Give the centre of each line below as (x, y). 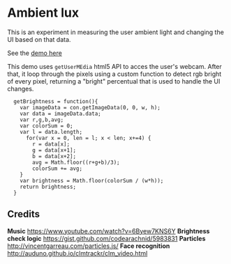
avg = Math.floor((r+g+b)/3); (76, 162)
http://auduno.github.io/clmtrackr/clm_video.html (77, 253)
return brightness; (48, 187)
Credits (24, 214)
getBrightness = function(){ (56, 101)
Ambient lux (43, 13)
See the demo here (35, 53)
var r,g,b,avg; (42, 120)
